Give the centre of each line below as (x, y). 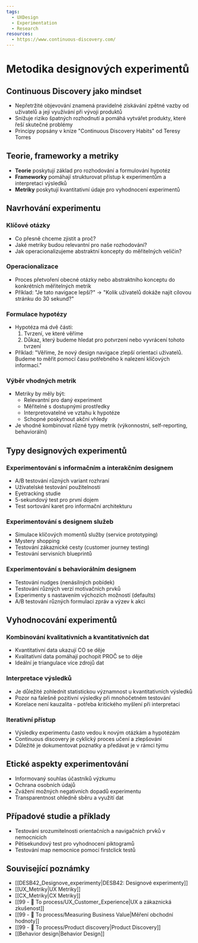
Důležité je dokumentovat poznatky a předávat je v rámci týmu (92, 745)
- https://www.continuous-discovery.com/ (64, 39)
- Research (25, 28)
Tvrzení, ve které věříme (53, 334)
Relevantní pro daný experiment (63, 400)
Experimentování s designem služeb (60, 522)
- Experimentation (35, 23)
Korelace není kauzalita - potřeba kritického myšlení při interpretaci (97, 704)
